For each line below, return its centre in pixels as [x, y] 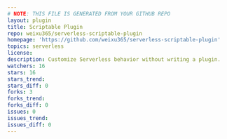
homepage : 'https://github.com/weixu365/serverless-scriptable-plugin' [114, 40]
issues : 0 [22, 112]
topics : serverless [36, 46]
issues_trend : [28, 118]
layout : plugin [29, 20]
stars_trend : [26, 79]
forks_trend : [26, 99]
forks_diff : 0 [28, 105]
